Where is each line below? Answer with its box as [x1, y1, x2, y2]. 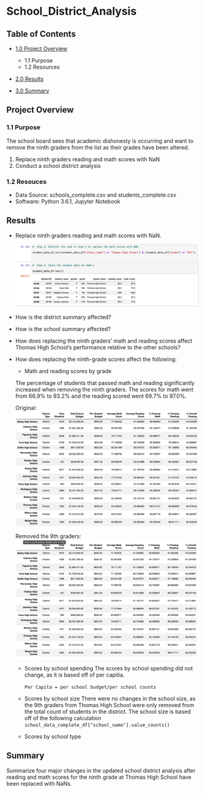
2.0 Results [15, 75, 44, 82]
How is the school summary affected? [15, 325, 111, 333]
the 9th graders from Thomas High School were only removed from [24, 701, 195, 708]
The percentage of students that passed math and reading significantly [15, 379, 195, 387]
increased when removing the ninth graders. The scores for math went [15, 386, 194, 393]
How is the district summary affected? [15, 314, 111, 321]
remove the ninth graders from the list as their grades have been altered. [6, 143, 190, 151]
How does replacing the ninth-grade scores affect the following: [15, 355, 177, 363]
